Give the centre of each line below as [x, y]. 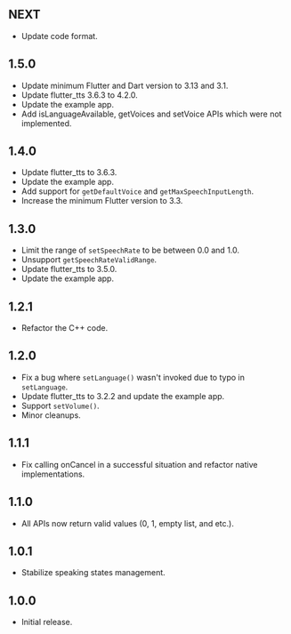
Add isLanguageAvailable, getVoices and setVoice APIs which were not [151, 114]
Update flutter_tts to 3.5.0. [69, 269]
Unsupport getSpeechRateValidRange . [89, 260]
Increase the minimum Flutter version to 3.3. [102, 201]
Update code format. [60, 36]
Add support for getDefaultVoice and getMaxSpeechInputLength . [137, 191]
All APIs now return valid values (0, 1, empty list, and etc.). [128, 523]
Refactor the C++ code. [65, 328]
